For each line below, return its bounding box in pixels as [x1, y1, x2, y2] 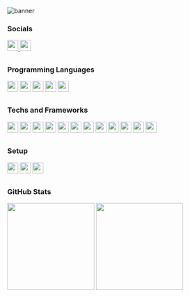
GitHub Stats [7, 186, 52, 196]
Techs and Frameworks [7, 105, 88, 115]
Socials [7, 24, 33, 33]
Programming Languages [7, 65, 95, 74]
